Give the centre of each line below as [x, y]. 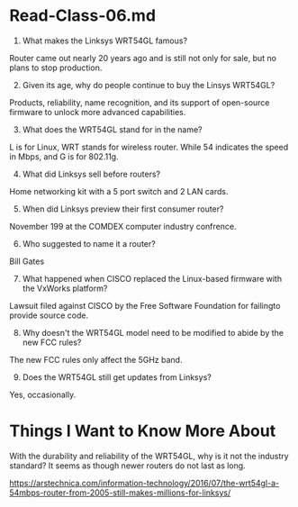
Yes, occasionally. [43, 394]
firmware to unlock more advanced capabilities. [98, 112]
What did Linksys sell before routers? [91, 174]
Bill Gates [27, 261]
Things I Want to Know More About [143, 431]
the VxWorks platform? [65, 288]
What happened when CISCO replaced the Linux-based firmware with [152, 278]
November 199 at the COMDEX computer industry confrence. [123, 226]
